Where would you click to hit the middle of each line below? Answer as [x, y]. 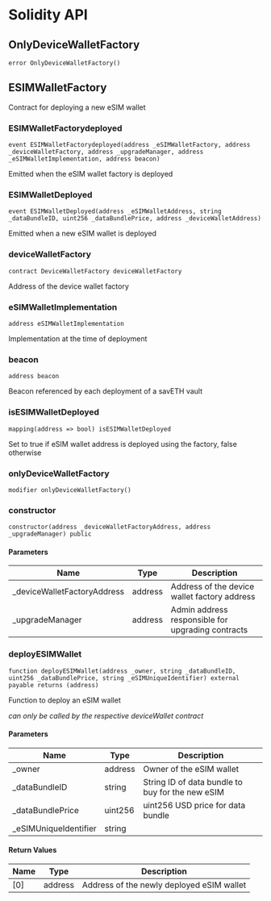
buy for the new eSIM [183, 792]
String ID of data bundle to [193, 782]
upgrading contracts [209, 630]
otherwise [25, 453]
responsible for [199, 620]
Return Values [33, 850]
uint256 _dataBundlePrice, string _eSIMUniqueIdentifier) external [124, 678]
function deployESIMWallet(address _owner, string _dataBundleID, [122, 671]
